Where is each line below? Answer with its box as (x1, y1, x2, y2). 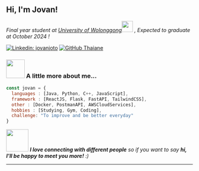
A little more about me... (25, 71, 97, 80)
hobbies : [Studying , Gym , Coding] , (11, 107, 102, 113)
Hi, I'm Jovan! (6, 5, 58, 15)
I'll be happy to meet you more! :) (6, 153, 89, 160)
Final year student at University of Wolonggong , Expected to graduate (6, 26, 191, 33)
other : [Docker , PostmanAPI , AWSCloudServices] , (11, 102, 136, 107)
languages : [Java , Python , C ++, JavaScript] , (11, 90, 129, 97)
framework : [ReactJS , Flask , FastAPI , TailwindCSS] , (11, 96, 147, 102)
